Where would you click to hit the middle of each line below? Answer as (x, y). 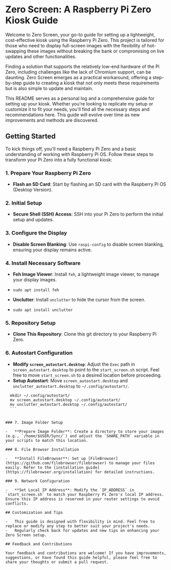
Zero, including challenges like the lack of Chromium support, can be (78, 72)
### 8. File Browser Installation (42, 449)
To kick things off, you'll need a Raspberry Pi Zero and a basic (71, 149)
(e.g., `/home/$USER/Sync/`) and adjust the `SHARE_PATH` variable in (82, 436)
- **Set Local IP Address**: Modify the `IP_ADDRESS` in (70, 490)
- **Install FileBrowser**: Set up (46, 458)
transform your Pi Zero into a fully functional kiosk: (59, 159)
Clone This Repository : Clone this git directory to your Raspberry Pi (84, 334)
